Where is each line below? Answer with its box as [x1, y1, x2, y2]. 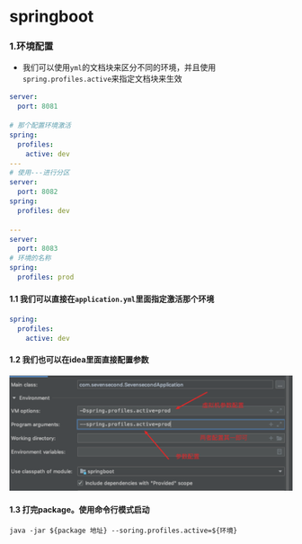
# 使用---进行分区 [9, 168, 70, 177]
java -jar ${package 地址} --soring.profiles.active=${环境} [9, 526, 238, 536]
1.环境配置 [9, 40, 54, 53]
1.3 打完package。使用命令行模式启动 [9, 504, 150, 514]
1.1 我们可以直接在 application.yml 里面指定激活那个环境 [9, 293, 215, 304]
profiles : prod [17, 272, 75, 282]
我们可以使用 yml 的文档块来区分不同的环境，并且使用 [22, 62, 217, 73]
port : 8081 [17, 102, 58, 111]
